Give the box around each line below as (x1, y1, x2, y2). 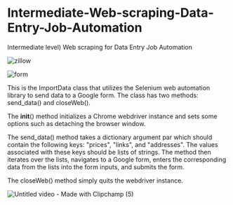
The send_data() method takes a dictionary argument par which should (7, 133, 213, 141)
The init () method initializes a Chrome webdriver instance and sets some (7, 112, 218, 120)
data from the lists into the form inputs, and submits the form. (7, 162, 185, 171)
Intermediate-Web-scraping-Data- (7, 5, 214, 21)
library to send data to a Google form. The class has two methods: (7, 91, 199, 99)
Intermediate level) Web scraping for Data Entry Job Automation (7, 43, 193, 51)
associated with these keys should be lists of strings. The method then (7, 148, 212, 156)
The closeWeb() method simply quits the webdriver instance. (7, 176, 184, 185)
